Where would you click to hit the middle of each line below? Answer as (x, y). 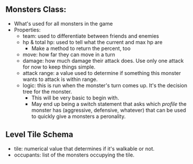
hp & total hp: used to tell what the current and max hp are (92, 42)
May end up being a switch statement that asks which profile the (109, 104)
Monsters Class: (36, 10)
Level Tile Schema (39, 135)
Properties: (27, 30)
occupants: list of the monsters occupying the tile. (74, 155)
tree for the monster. (47, 91)
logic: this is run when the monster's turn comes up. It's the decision (105, 85)
